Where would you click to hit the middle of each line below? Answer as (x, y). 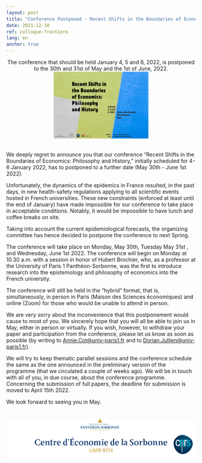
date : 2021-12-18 (28, 25)
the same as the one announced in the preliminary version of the (86, 365)
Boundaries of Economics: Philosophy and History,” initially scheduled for (97, 161)
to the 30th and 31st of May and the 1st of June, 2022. (101, 68)
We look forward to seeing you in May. (54, 402)
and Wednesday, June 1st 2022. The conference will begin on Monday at (96, 253)
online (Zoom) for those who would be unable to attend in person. (88, 303)
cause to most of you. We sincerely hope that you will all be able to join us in (101, 321)
